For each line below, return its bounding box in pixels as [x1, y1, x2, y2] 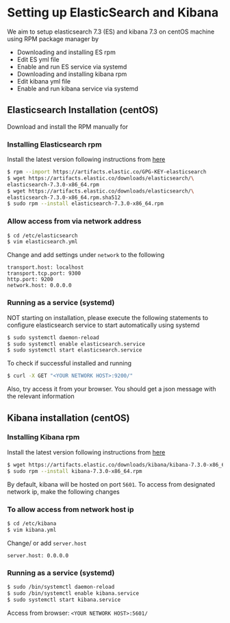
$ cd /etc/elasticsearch [7, 232, 78, 239]
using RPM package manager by [7, 34, 99, 42]
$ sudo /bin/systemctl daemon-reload [7, 583, 115, 590]
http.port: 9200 [7, 276, 53, 283]
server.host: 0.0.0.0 [7, 552, 69, 559]
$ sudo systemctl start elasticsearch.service [7, 347, 142, 354]
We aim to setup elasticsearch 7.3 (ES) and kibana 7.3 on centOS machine [7, 27, 215, 36]
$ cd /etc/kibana [7, 520, 57, 527]
